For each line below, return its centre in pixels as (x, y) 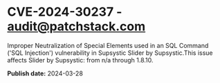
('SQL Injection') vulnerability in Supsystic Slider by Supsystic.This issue (110, 53)
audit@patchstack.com (76, 26)
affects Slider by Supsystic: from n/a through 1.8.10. (80, 60)
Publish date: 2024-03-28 (45, 73)
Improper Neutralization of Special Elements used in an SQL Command (108, 45)
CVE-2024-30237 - (65, 12)
